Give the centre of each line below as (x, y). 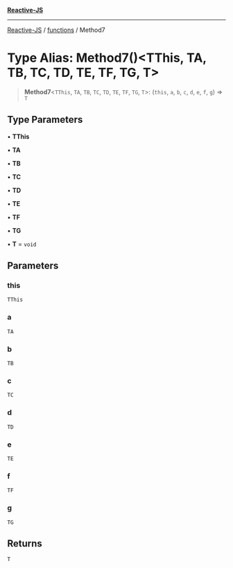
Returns (25, 543)
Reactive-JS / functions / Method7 (56, 30)
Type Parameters (45, 120)
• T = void (22, 244)
